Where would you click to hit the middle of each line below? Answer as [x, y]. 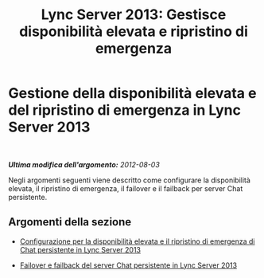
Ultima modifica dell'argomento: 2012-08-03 [84, 164]
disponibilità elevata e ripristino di [134, 31]
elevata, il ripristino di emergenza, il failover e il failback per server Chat [126, 188]
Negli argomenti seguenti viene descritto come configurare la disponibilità [129, 180]
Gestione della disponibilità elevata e [132, 94]
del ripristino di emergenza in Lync [124, 110]
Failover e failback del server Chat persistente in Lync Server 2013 [128, 265]
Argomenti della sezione [70, 222]
